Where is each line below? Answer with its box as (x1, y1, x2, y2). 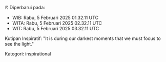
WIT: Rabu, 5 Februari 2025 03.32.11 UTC (12, 26, 99, 31)
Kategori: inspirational (5, 51, 51, 57)
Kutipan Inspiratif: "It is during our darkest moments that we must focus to (5, 35, 161, 42)
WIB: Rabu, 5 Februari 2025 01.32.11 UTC (12, 15, 98, 20)
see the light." (5, 41, 34, 47)
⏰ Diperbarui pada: (5, 5, 46, 10)
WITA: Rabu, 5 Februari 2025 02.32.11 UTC (12, 20, 102, 26)
